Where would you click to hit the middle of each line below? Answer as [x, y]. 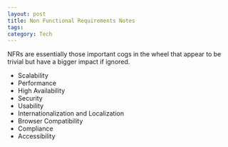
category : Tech [30, 34]
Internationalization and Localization [71, 113]
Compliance [35, 128]
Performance [37, 83]
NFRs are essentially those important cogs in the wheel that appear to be [114, 54]
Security [30, 98]
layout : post [27, 14]
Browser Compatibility [50, 121]
